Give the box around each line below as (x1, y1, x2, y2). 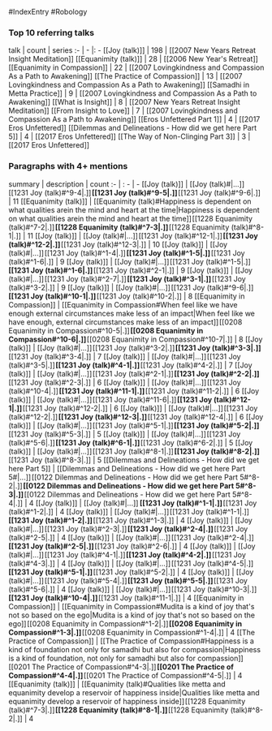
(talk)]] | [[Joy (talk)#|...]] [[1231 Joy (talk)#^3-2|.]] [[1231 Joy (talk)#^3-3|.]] (8, 342, 261, 352)
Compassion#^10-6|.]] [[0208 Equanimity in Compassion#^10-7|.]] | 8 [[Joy (8, 334, 263, 344)
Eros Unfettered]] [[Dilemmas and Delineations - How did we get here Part (8, 123, 257, 133)
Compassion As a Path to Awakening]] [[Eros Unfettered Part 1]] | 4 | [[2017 (8, 114, 261, 124)
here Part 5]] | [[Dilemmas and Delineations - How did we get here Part (8, 463, 246, 473)
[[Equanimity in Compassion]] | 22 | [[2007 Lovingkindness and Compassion (8, 62, 265, 72)
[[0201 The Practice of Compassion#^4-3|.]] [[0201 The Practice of (8, 661, 234, 672)
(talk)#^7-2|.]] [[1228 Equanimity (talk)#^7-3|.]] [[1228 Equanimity (8, 222, 230, 232)
